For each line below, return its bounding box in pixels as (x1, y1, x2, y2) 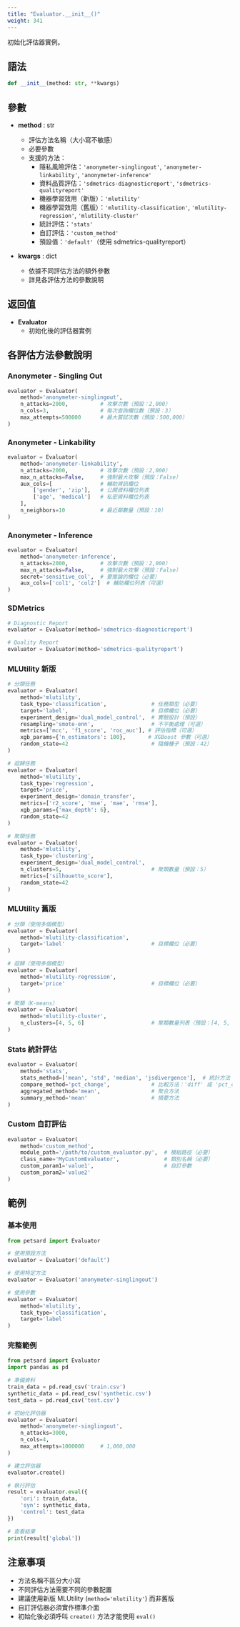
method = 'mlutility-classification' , (20, 934, 130, 941)
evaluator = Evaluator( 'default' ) (7, 1257, 111, 1264)
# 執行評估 (7, 1482, 36, 1489)
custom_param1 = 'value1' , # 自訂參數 (20, 1163, 192, 1170)
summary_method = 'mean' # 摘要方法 (20, 1094, 180, 1101)
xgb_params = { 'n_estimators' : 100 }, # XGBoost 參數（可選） (20, 734, 212, 741)
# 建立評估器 (7, 1462, 41, 1469)
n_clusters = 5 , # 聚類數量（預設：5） (20, 866, 209, 873)
